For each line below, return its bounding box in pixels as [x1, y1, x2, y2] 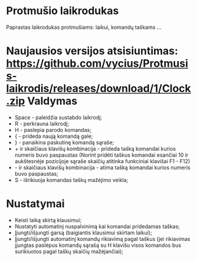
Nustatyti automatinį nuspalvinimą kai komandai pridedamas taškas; [14, 223, 180, 230]
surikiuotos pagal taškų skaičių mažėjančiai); [14, 247, 124, 255]
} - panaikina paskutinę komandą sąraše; [14, 138, 114, 146]
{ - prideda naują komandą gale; [14, 133, 93, 140]
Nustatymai [6, 197, 65, 210]
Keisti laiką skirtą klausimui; [14, 216, 82, 223]
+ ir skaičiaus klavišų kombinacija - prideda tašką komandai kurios [14, 145, 176, 152]
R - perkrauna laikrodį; [14, 120, 70, 127]
